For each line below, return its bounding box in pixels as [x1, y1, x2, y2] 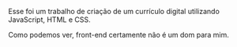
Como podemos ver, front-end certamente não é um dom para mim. [8, 31, 229, 39]
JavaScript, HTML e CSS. [8, 15, 91, 24]
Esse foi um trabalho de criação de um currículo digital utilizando [8, 7, 220, 16]
